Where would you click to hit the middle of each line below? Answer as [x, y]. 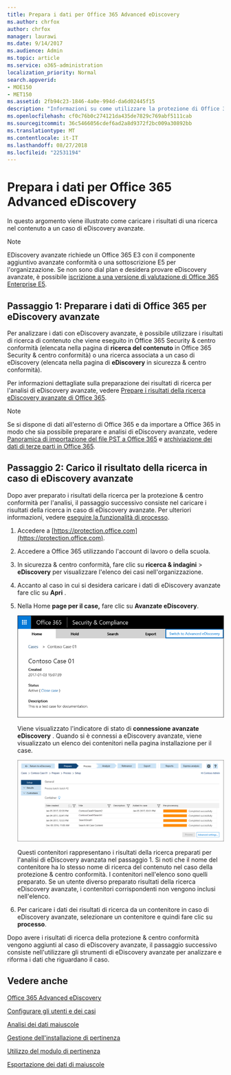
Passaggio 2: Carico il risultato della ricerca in [107, 468]
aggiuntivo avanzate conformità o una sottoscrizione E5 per [92, 262]
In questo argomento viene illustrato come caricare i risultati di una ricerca [112, 221]
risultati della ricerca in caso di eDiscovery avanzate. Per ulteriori [99, 510]
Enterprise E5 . [27, 284]
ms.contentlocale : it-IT [43, 138]
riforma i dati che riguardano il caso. [58, 959]
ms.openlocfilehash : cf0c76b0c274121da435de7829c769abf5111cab [100, 116]
